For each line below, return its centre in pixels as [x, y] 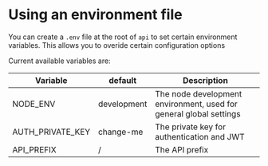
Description [205, 80]
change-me [121, 132]
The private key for [190, 127]
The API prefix [182, 149]
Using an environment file [95, 15]
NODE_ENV [34, 104]
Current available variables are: [59, 61]
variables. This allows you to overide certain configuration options [117, 45]
